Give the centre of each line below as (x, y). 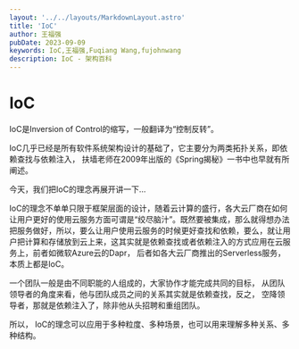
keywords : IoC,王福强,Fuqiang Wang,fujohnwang (95, 51)
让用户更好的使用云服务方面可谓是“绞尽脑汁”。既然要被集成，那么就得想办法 (149, 219)
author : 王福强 (35, 34)
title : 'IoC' (33, 26)
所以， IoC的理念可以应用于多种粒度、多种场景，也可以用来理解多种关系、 (146, 324)
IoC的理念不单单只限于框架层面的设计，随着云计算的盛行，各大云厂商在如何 (149, 208)
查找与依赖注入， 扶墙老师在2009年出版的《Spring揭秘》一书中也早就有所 (153, 159)
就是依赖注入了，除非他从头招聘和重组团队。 (122, 305)
